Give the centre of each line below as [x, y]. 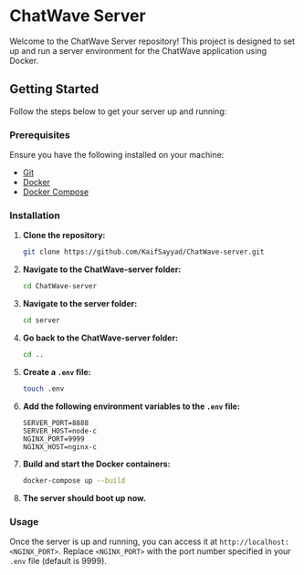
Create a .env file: [57, 371]
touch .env [43, 389]
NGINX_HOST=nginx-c [60, 447]
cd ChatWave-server [60, 287]
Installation [35, 215]
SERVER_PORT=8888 [56, 423]
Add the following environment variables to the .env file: [131, 406]
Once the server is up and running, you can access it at [113, 541]
